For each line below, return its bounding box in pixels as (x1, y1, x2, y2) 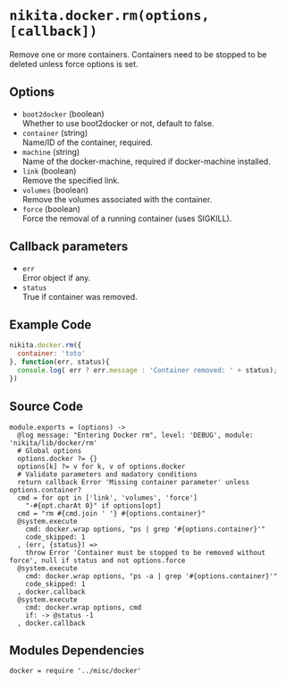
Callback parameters (9, 239, 129, 254)
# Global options (17, 446, 82, 455)
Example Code (9, 317, 92, 332)
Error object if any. (21, 272, 91, 283)
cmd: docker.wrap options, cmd (25, 603, 142, 611)
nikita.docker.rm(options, (9, 7, 210, 24)
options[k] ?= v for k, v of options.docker (17, 462, 186, 471)
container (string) (21, 127, 88, 138)
